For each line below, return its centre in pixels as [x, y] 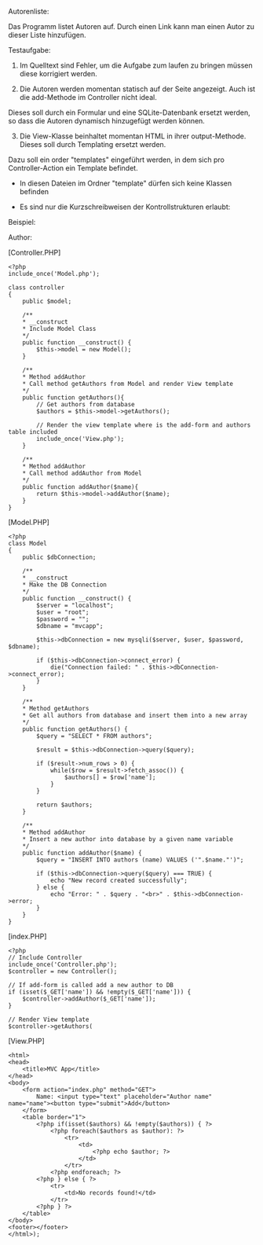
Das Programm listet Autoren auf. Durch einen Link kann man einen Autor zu [131, 26]
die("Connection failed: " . [98, 667]
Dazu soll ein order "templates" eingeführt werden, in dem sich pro [117, 160]
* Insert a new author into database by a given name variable [128, 839]
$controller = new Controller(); [63, 971]
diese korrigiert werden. [58, 73]
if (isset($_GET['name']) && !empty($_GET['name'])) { [100, 992]
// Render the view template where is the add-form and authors [144, 425]
